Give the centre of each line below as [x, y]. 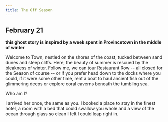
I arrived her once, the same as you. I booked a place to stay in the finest [80, 103]
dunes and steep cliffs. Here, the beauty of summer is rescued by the [77, 63]
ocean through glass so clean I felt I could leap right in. [62, 114]
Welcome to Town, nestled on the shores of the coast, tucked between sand [84, 57]
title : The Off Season [29, 10]
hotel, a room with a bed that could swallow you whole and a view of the [80, 109]
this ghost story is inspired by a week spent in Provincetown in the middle [83, 42]
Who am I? [16, 94]
